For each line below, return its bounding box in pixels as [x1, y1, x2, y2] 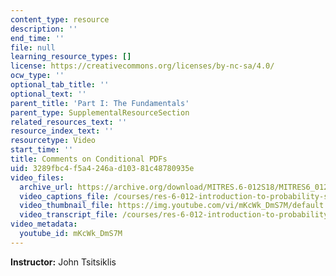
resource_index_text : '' [10, 126, 114, 136]
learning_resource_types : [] [10, 52, 132, 62]
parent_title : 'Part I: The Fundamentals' [10, 98, 190, 108]
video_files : [10, 172, 65, 183]
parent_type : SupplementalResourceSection [10, 107, 190, 118]
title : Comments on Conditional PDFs [10, 154, 168, 164]
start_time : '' [10, 145, 74, 155]
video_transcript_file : [19, 210, 118, 220]
